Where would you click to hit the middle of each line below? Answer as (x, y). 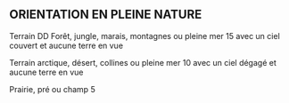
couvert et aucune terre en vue (66, 45)
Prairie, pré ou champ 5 (52, 89)
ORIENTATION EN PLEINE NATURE (106, 15)
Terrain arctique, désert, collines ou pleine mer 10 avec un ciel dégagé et (143, 62)
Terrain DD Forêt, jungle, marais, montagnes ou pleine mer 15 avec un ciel (145, 36)
